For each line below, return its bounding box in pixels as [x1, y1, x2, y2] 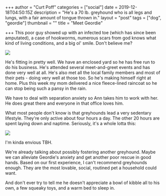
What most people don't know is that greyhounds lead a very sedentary [5, 110, 152, 116]
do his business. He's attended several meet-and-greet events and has [5, 65, 150, 70]
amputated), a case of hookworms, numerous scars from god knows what [5, 35, 157, 41]
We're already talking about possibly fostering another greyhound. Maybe [5, 149, 156, 155]
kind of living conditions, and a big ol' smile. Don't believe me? [5, 40, 133, 46]
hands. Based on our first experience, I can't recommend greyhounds [5, 160, 147, 165]
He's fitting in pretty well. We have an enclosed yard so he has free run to [5, 59, 155, 65]
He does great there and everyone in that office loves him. [5, 100, 124, 106]
